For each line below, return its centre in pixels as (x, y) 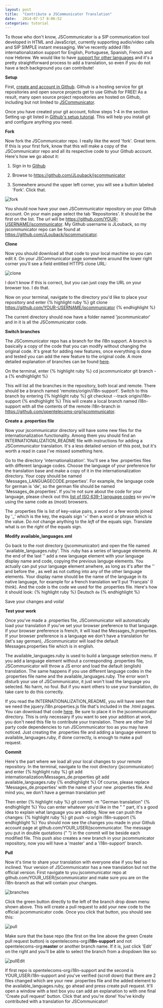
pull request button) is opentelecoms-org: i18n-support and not (69, 941)
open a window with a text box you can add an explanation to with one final (81, 991)
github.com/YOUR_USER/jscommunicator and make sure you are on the (77, 878)
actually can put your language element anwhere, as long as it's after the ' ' (80, 566)
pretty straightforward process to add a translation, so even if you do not (78, 63)
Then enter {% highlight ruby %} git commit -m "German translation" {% (77, 802)
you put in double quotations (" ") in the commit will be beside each (72, 833)
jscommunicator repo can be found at (43, 230)
